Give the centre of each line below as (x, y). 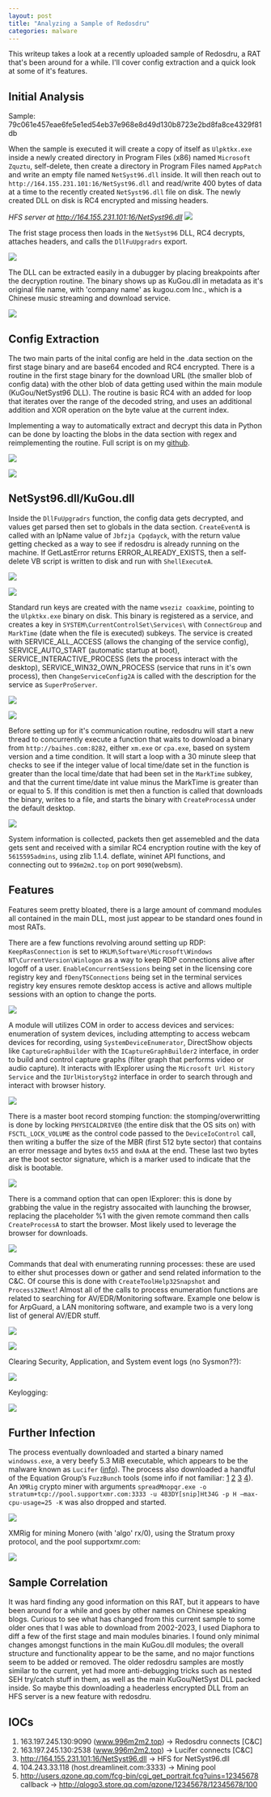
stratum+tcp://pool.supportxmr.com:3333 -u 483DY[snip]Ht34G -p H (123, 1494)
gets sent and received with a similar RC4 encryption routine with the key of (135, 848)
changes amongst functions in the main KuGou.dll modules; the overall (126, 1645)
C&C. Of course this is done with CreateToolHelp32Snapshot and (114, 1281)
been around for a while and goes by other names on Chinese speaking (127, 1611)
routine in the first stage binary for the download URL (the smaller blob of (130, 376)
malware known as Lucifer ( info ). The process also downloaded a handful (132, 1469)
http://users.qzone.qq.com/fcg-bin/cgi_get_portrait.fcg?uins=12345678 (139, 1776)
